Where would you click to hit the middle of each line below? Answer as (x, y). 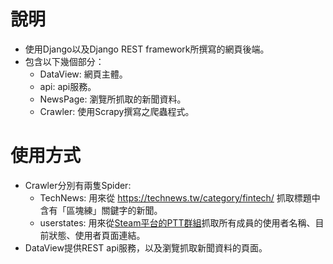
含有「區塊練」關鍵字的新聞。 (101, 210)
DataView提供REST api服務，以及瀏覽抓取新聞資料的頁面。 (146, 247)
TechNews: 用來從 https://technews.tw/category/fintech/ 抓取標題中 (180, 197)
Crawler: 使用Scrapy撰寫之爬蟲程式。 (117, 111)
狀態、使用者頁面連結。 (97, 235)
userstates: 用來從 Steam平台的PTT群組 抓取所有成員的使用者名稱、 (177, 222)
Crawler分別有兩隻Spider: (78, 185)
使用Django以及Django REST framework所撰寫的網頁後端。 (147, 49)
